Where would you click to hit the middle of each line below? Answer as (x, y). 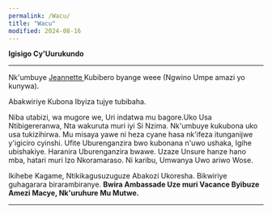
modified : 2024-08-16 (45, 31)
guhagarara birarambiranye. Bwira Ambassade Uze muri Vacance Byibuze (134, 185)
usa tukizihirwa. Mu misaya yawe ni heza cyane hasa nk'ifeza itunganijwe (131, 135)
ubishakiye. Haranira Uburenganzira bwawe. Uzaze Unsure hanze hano (127, 152)
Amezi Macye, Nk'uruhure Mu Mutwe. (74, 193)
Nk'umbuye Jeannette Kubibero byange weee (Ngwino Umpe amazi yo (127, 78)
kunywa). (24, 86)
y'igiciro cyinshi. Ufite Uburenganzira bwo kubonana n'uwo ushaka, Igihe (130, 143)
